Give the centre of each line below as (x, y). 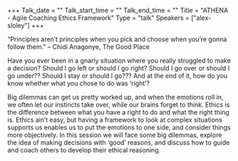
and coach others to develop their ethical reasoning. (84, 150)
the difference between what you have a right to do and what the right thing (118, 112)
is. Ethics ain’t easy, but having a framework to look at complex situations (115, 120)
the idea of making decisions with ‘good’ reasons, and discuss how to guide (119, 142)
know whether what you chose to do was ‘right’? (79, 83)
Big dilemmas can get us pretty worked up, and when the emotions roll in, (115, 97)
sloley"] (19, 25)
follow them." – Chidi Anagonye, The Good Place (78, 47)
